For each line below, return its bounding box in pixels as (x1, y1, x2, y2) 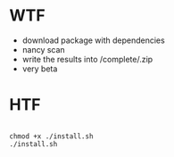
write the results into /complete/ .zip (21, 54, 153, 64)
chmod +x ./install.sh (9, 131, 94, 141)
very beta (21, 63, 58, 74)
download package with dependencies (21, 35, 165, 45)
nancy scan (21, 44, 65, 54)
